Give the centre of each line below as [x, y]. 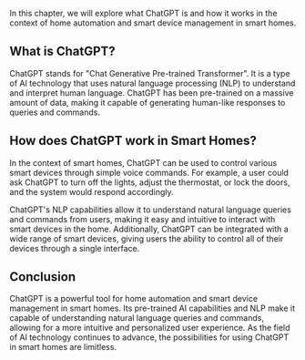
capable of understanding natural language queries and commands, [137, 318]
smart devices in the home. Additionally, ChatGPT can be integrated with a [149, 229]
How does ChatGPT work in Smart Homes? [133, 141]
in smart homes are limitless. [63, 347]
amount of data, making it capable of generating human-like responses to [147, 102]
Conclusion [43, 277]
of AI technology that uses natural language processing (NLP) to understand [152, 83]
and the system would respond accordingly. [92, 191]
